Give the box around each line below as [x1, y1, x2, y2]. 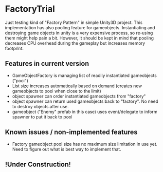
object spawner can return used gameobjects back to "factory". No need [12, 98, 159, 104]
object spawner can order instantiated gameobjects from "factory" [12, 93, 146, 99]
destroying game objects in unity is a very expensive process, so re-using [5, 30, 153, 36]
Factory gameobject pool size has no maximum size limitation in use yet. [12, 141, 158, 147]
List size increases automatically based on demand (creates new [12, 83, 142, 89]
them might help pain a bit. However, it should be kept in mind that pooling [5, 35, 154, 41]
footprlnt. [5, 45, 24, 51]
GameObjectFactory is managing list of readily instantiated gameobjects [12, 72, 157, 78]
